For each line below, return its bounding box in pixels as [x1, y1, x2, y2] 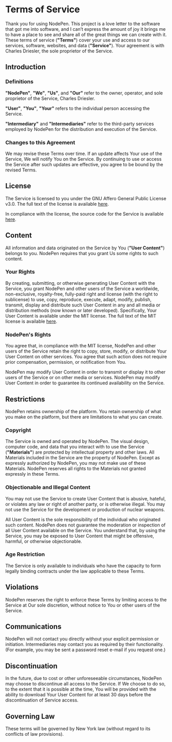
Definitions [5, 78, 34, 85]
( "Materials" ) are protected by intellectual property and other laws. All [5, 449, 155, 455]
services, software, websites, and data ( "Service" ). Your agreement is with [5, 42, 165, 48]
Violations [5, 583, 39, 592]
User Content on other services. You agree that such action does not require [5, 354, 167, 360]
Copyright [5, 426, 31, 434]
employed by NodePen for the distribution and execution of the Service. [5, 126, 158, 132]
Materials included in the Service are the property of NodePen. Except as [5, 455, 160, 461]
